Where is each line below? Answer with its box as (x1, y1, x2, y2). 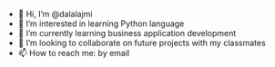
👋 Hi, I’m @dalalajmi (17, 9, 93, 19)
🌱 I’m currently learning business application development (17, 28, 237, 38)
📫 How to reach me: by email (17, 48, 130, 58)
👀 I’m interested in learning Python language (17, 18, 185, 29)
